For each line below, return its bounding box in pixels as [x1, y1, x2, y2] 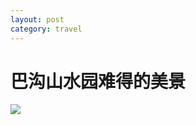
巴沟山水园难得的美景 [10, 70, 187, 93]
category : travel [10, 24, 83, 34]
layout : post [10, 14, 65, 25]
